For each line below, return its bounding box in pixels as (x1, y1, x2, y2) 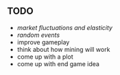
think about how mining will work (16, 45, 110, 53)
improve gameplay (16, 37, 70, 46)
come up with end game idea (16, 59, 99, 67)
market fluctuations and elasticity (16, 23, 113, 31)
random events (16, 31, 60, 39)
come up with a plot (16, 52, 73, 61)
